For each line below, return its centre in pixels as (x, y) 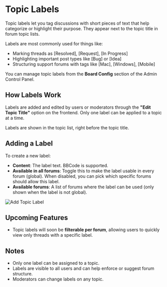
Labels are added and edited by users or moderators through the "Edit (78, 107)
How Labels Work (33, 95)
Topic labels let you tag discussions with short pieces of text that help (77, 23)
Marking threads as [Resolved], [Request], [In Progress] (70, 53)
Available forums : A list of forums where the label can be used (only (83, 187)
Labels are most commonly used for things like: (54, 43)
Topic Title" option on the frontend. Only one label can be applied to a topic (83, 112)
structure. (23, 274)
